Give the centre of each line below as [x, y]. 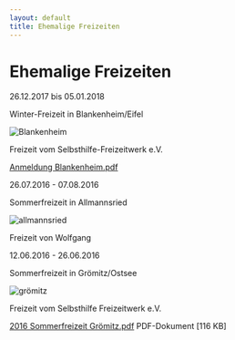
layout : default [40, 18]
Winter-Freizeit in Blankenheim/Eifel [77, 114]
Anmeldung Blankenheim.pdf [64, 167]
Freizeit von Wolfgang [51, 238]
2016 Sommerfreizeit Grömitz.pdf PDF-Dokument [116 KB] [118, 326]
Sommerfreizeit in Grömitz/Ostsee [73, 273]
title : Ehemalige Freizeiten [65, 26]
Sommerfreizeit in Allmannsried [68, 202]
